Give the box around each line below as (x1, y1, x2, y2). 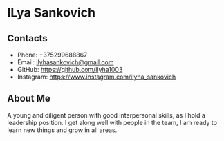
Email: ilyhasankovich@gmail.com (17, 58, 114, 66)
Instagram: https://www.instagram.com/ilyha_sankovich (17, 73, 176, 81)
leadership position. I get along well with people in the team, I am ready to (7, 118, 218, 126)
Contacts (7, 32, 48, 44)
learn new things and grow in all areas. (7, 126, 118, 134)
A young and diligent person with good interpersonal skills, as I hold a (7, 111, 206, 119)
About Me (7, 93, 50, 104)
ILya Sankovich (7, 5, 95, 21)
